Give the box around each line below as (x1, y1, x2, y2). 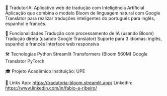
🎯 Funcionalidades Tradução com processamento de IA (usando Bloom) (5, 30, 154, 36)
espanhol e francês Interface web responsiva (5, 41, 99, 47)
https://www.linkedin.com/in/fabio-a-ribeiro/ (5, 85, 97, 91)
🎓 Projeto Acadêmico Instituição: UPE (5, 68, 86, 74)
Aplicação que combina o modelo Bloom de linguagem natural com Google (5, 10, 160, 16)
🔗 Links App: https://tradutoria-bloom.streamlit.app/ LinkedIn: (5, 80, 133, 85)
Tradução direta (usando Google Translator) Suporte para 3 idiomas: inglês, (5, 35, 162, 41)
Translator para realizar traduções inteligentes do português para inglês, (5, 15, 155, 21)
